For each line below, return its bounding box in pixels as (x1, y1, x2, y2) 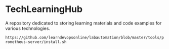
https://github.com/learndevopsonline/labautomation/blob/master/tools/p (5, 35, 164, 40)
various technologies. (5, 25, 51, 31)
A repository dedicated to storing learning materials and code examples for (5, 20, 162, 26)
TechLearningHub (5, 3, 82, 15)
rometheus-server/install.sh (5, 39, 67, 44)
